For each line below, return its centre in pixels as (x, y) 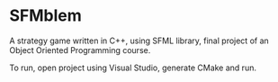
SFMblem (46, 16)
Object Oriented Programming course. (80, 50)
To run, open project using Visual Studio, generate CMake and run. (133, 68)
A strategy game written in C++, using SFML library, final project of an (139, 41)
